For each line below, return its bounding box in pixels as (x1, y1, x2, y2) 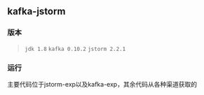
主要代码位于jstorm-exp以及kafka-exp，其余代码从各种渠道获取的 (7, 80, 198, 88)
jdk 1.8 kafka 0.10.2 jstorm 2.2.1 (24, 45, 126, 52)
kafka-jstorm (7, 6, 66, 17)
